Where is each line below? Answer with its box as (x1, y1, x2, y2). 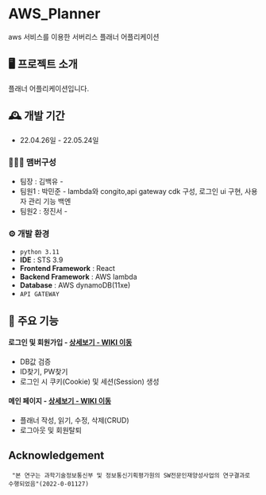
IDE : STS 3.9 (19, 255, 64, 265)
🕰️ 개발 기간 (8, 109, 65, 123)
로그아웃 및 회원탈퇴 (19, 425, 82, 435)
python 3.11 (19, 248, 60, 257)
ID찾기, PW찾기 (19, 366, 68, 376)
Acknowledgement (8, 449, 105, 462)
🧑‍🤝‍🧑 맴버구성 (8, 157, 57, 168)
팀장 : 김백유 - (19, 176, 64, 186)
